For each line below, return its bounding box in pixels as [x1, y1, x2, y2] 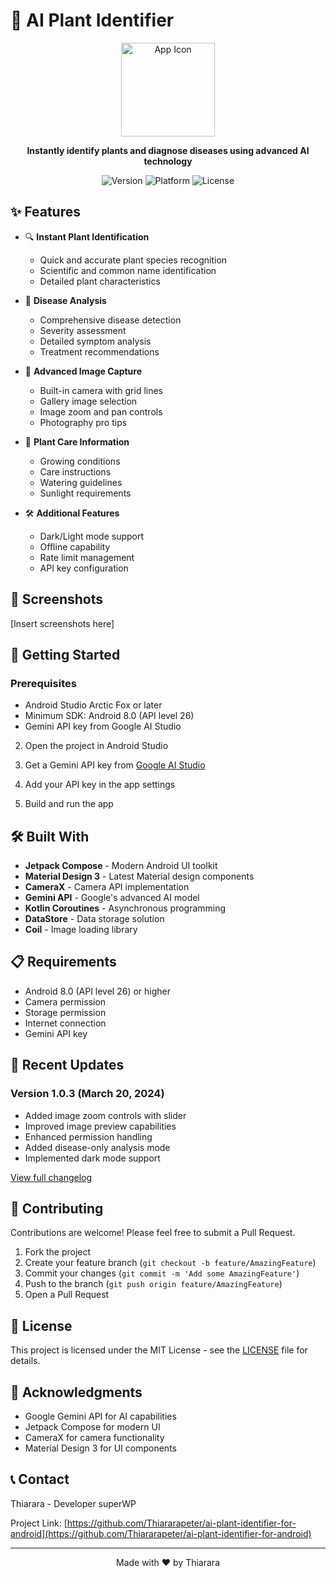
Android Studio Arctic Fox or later [24, 699, 163, 711]
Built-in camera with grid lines [39, 384, 163, 396]
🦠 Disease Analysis [24, 294, 107, 306]
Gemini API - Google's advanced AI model [24, 892, 200, 904]
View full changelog [10, 1171, 93, 1183]
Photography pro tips [39, 416, 128, 428]
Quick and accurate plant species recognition [39, 254, 228, 266]
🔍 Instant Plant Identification [24, 230, 150, 243]
